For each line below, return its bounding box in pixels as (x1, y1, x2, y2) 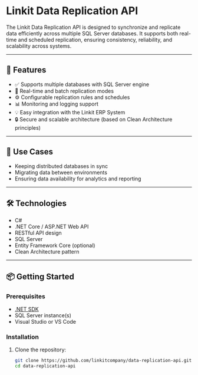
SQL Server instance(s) (14, 312, 72, 319)
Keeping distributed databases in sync (14, 162, 108, 169)
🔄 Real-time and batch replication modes (14, 87, 114, 94)
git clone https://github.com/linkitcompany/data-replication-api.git (14, 358, 192, 364)
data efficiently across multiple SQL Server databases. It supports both (6, 29, 179, 37)
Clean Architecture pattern (14, 248, 80, 255)
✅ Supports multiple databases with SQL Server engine (14, 81, 149, 88)
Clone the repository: (14, 346, 67, 353)
